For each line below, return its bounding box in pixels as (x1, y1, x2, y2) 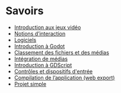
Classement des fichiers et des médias (14, 49, 109, 56)
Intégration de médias (14, 55, 68, 62)
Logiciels (14, 36, 37, 43)
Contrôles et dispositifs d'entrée (14, 68, 93, 75)
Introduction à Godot (14, 43, 65, 50)
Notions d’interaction (14, 30, 66, 37)
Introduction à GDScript (14, 61, 72, 69)
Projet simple (14, 80, 47, 87)
